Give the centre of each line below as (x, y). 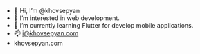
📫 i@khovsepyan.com (46, 33)
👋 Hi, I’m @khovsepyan (47, 11)
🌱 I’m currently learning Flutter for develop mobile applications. (103, 25)
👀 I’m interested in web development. (66, 18)
